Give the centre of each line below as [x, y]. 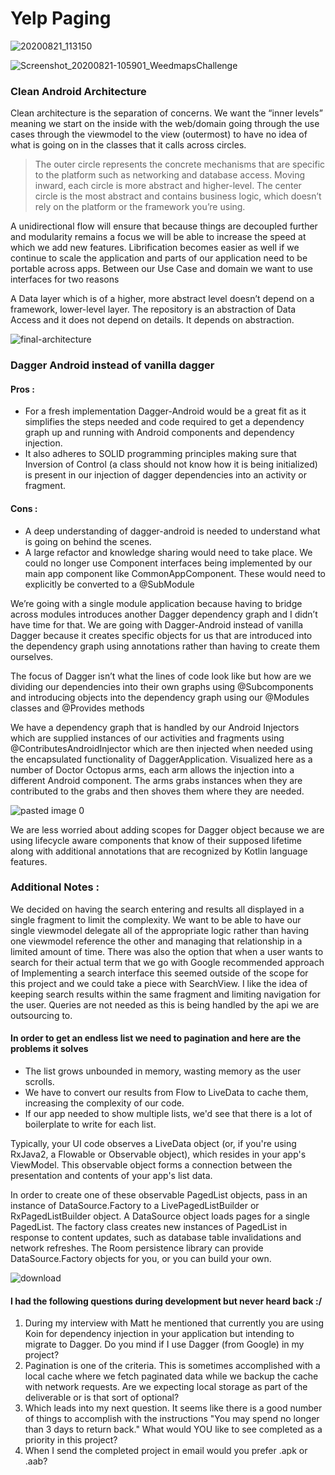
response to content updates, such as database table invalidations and [156, 1238]
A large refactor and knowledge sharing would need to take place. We [168, 552]
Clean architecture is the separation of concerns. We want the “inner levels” [166, 113]
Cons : [24, 508]
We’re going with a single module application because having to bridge [156, 603]
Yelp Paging [61, 18]
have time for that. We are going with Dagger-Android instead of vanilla [157, 624]
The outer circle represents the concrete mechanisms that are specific [180, 164]
